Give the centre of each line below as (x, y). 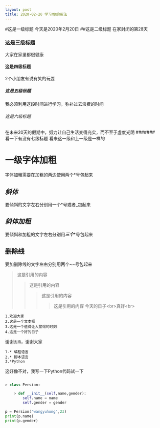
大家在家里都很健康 (24, 54)
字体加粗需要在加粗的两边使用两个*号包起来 (49, 175)
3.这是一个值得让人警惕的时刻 (31, 327)
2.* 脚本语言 (17, 357)
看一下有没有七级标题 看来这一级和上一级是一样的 (55, 139)
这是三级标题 (20, 43)
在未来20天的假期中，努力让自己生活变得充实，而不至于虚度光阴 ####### (80, 132)
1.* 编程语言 (17, 352)
